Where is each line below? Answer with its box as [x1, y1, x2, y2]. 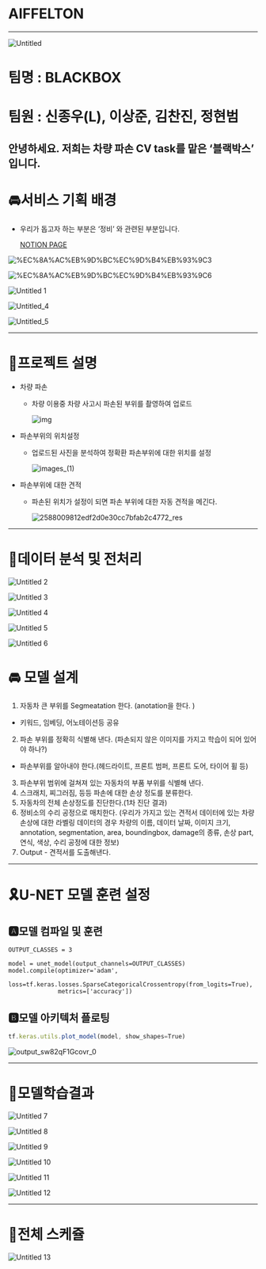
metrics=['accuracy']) [58, 988, 133, 996]
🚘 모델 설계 [8, 669, 79, 686]
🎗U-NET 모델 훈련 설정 [8, 886, 150, 904]
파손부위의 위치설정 [19, 431, 80, 440]
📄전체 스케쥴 [8, 1225, 85, 1244]
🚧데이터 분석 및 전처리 [8, 550, 142, 568]
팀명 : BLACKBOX [8, 69, 122, 87]
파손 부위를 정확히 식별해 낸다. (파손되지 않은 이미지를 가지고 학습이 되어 [19, 734, 242, 745]
